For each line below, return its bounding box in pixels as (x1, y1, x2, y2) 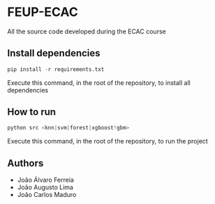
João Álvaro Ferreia (17, 175, 75, 185)
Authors (7, 157, 44, 169)
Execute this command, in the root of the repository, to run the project (7, 137, 208, 146)
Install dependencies (7, 47, 101, 59)
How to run (7, 106, 57, 118)
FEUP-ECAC (7, 4, 78, 20)
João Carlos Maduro (17, 191, 77, 199)
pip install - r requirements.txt (7, 65, 105, 73)
